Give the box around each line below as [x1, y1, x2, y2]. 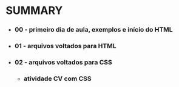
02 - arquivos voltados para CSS [14, 58, 113, 66]
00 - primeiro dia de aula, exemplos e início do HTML [14, 26, 174, 34]
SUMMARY [5, 4, 63, 18]
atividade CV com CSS [23, 74, 92, 83]
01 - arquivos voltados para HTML [14, 42, 117, 50]
